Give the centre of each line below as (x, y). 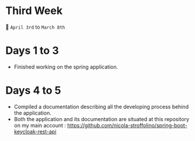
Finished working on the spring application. (66, 67)
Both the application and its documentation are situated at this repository (102, 119)
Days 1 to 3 (32, 51)
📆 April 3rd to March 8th (35, 27)
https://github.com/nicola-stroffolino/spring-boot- (127, 125)
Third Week (34, 11)
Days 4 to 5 (33, 90)
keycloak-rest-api (35, 131)
